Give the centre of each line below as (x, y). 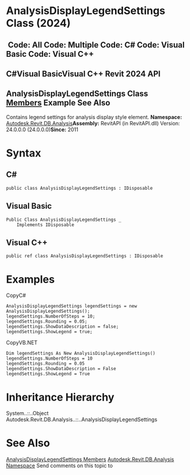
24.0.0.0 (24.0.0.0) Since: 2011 (42, 129)
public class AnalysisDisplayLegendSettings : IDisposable (80, 188)
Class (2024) (39, 23)
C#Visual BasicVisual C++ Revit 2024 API (83, 74)
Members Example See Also (58, 103)
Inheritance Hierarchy (60, 397)
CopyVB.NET (22, 343)
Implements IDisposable (46, 225)
